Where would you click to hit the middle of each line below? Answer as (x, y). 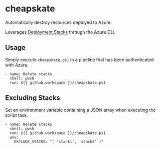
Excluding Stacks (33, 98)
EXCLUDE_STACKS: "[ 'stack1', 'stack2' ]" (59, 142)
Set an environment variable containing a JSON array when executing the (80, 110)
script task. (17, 115)
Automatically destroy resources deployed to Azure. (59, 22)
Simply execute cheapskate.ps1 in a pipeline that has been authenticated (80, 60)
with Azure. (17, 65)
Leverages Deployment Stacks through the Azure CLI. (60, 32)
